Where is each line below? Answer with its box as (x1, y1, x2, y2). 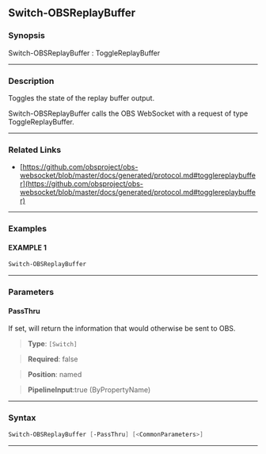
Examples (8, 223, 47, 235)
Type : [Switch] (27, 339, 78, 349)
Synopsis (8, 30, 45, 41)
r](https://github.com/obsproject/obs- (19, 179, 144, 189)
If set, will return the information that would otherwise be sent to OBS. (8, 324, 236, 334)
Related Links (8, 144, 62, 155)
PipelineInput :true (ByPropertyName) (27, 385, 151, 395)
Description (8, 75, 55, 86)
